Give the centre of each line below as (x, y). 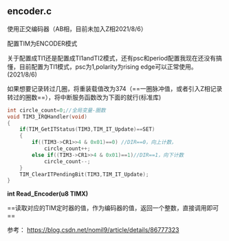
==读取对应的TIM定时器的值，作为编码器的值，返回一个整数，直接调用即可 (113, 208)
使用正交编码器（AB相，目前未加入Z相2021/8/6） (77, 29)
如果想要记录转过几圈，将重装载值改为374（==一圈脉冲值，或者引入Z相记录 (115, 88)
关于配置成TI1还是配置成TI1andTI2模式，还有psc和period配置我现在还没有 (112, 58)
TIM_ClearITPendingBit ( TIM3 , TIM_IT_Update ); (84, 174)
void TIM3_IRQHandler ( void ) (47, 116)
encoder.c (30, 11)
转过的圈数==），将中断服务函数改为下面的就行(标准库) (84, 97)
